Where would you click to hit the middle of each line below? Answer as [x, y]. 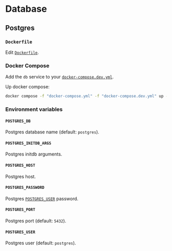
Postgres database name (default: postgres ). [52, 132]
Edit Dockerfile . [22, 52]
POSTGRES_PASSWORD [25, 188]
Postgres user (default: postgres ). [41, 243]
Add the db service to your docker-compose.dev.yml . [60, 77]
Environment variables [34, 109]
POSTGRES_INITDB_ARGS [28, 143]
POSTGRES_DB [18, 121]
